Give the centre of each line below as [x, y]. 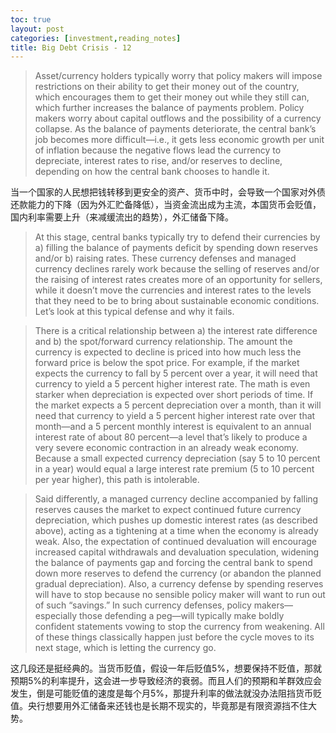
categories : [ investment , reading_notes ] [96, 38]
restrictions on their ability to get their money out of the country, [167, 87]
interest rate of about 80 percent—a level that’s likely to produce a [171, 437]
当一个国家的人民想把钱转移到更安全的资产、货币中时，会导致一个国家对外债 [168, 192]
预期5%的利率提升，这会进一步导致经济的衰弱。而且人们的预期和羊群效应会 [166, 681]
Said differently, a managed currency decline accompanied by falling [176, 499]
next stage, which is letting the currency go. [125, 648]
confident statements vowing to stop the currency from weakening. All [179, 627]
